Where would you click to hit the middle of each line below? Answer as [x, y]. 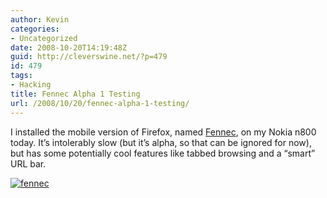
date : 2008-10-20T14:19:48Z [69, 47]
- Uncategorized [44, 38]
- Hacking [31, 85]
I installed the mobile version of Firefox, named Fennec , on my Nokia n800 [163, 132]
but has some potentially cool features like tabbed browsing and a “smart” [163, 153]
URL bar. [28, 163]
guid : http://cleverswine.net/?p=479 [89, 57]
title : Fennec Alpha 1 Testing [75, 94]
